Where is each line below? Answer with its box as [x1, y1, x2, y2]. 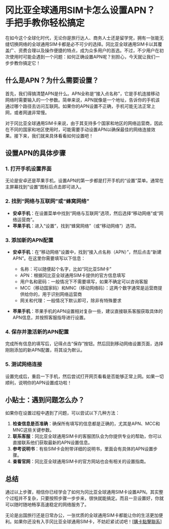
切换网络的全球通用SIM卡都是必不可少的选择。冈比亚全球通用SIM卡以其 [9, 41, 158, 47]
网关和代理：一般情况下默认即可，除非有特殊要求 [20, 298, 122, 304]
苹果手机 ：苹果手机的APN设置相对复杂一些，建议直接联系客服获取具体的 [12, 308, 163, 314]
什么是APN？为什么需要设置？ [5, 76, 99, 85]
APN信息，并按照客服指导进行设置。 [12, 314, 88, 320]
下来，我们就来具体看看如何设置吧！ [18, 133, 94, 139]
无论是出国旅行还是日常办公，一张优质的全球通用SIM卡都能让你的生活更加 [5, 512, 159, 518]
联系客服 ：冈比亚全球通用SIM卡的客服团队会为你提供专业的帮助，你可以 [12, 433, 162, 439]
